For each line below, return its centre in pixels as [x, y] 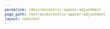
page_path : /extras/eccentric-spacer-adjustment [55, 14]
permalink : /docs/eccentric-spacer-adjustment [53, 10]
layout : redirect [22, 19]
